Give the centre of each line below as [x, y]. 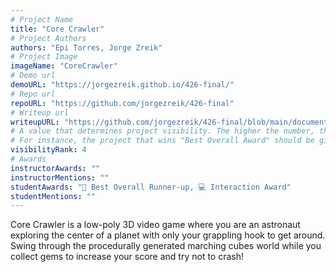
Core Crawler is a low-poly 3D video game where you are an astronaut [155, 225]
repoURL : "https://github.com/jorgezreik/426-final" [122, 103]
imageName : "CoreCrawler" [64, 66]
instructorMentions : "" [60, 177]
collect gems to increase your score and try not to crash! [127, 257]
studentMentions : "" [53, 196]
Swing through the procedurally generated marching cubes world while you [166, 246]
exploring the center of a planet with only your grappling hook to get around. [168, 235]
